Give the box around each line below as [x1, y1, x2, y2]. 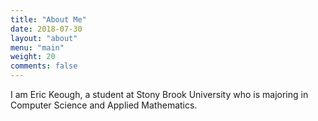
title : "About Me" [10, 14, 87, 25]
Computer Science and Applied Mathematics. [10, 99, 198, 111]
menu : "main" [10, 42, 65, 53]
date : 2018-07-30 [10, 24, 83, 34]
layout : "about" [10, 33, 78, 43]
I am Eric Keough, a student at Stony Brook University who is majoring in [10, 89, 309, 100]
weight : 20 [10, 52, 56, 62]
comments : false [10, 61, 78, 71]
